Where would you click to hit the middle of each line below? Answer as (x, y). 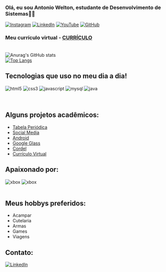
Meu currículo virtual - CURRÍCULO (49, 38)
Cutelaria (22, 221)
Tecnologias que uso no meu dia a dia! (66, 76)
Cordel (19, 148)
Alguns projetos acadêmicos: (52, 115)
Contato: (19, 252)
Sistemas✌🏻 (20, 14)
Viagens (21, 237)
